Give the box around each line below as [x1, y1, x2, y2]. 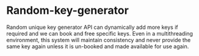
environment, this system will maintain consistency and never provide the [6, 36, 191, 43]
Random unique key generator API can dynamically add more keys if [6, 23, 178, 31]
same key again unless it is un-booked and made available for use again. [6, 43, 189, 50]
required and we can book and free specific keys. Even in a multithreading [6, 30, 194, 37]
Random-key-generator [6, 4, 129, 17]
